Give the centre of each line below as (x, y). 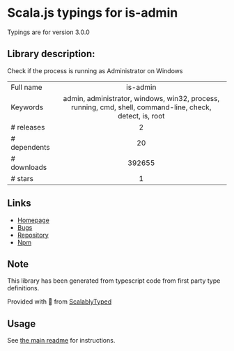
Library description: (51, 54)
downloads (29, 167)
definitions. (23, 288)
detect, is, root (141, 116)
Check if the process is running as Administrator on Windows (95, 70)
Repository (33, 235)
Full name (27, 87)
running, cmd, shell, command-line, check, (141, 107)
